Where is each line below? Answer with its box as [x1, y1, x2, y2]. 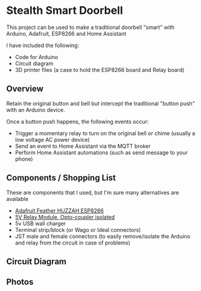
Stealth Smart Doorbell [6, 4, 123, 18]
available [6, 195, 29, 202]
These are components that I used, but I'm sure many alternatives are [6, 188, 179, 196]
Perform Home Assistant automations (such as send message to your [14, 149, 188, 156]
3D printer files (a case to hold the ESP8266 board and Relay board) [14, 66, 185, 73]
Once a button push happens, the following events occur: [6, 118, 149, 125]
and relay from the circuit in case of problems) [14, 239, 131, 246]
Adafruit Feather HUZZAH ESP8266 [14, 206, 104, 214]
